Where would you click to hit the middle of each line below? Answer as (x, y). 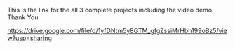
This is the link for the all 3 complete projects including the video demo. (110, 10)
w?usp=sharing (30, 38)
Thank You (23, 17)
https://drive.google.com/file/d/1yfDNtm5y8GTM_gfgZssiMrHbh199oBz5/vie (117, 31)
